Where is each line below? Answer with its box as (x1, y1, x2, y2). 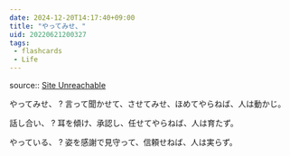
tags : (9, 38, 30, 48)
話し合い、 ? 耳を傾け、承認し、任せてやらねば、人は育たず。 (9, 118, 239, 128)
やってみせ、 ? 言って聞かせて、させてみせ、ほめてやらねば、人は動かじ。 (9, 98, 286, 109)
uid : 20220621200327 (9, 30, 88, 39)
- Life (13, 55, 39, 64)
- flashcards (13, 47, 63, 56)
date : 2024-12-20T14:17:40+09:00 (9, 13, 136, 23)
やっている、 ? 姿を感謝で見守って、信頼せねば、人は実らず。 (9, 137, 238, 147)
